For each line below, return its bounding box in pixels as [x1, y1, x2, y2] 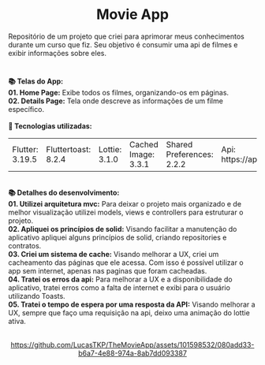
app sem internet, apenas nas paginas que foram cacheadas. [8, 266, 207, 276]
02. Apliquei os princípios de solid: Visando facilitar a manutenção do [8, 225, 237, 234]
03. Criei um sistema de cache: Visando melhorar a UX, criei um [8, 250, 219, 259]
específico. [8, 105, 45, 114]
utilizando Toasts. [8, 292, 65, 301]
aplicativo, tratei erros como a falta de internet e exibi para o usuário [8, 283, 231, 292]
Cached [129, 140, 159, 151]
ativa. [8, 317, 26, 326]
